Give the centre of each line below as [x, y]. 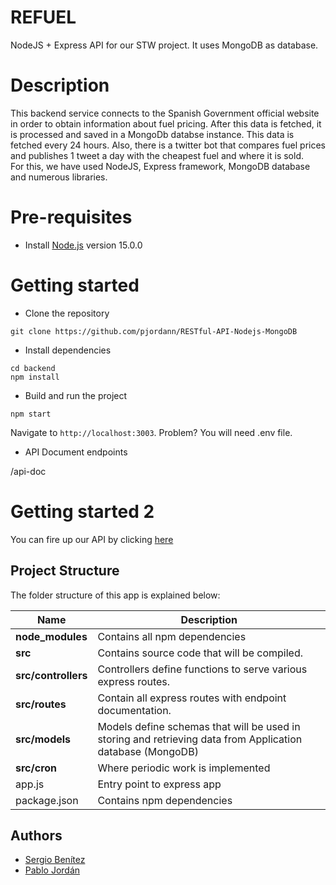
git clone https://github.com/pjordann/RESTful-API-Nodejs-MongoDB [154, 331]
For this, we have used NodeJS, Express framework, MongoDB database [160, 166]
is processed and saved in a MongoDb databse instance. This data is [152, 134]
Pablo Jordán [52, 870]
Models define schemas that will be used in [199, 726]
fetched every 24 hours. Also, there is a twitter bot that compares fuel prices [168, 145]
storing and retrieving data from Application [200, 739]
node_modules [51, 636]
